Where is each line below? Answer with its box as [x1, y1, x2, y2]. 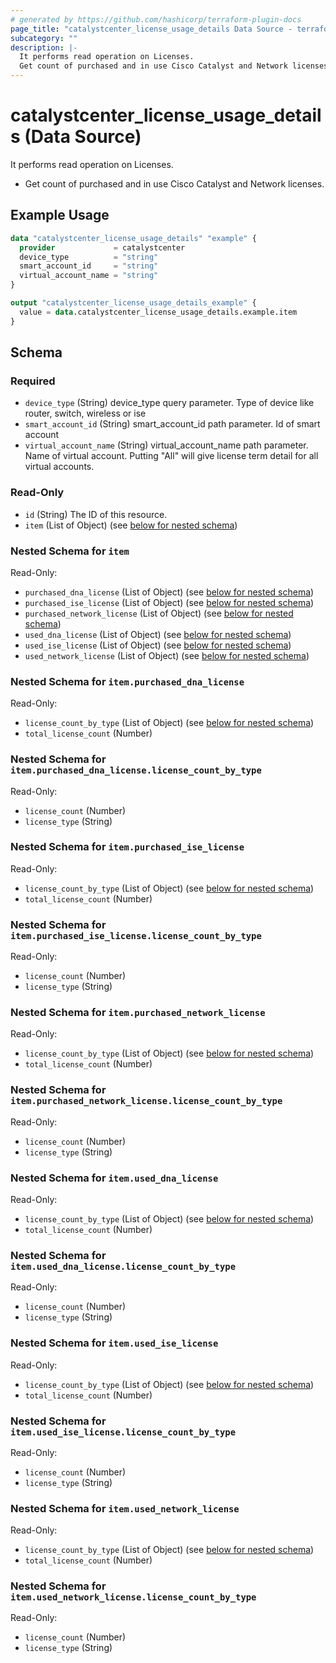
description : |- [10, 42, 78, 53]
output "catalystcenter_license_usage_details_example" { [10, 298, 257, 308]
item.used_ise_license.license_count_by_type [10, 1426, 237, 1438]
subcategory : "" [10, 33, 78, 43]
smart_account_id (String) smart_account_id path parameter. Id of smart [24, 418, 321, 430]
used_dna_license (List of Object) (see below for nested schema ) [24, 628, 292, 640]
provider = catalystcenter [19, 242, 186, 253]
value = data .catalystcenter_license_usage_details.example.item [19, 307, 298, 317]
